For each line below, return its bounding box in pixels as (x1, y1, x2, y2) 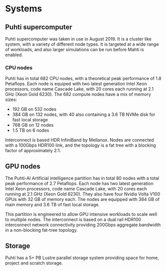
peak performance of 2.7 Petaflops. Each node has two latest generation (5, 181, 154, 186)
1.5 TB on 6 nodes (12, 127, 50, 133)
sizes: (5, 96, 17, 102)
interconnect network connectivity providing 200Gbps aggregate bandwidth (5, 222, 161, 228)
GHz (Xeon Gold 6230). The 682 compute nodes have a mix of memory (5, 91, 151, 97)
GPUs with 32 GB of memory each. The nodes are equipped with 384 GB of (5, 196, 160, 202)
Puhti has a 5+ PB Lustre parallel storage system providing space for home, (5, 255, 160, 261)
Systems (5, 3, 42, 14)
